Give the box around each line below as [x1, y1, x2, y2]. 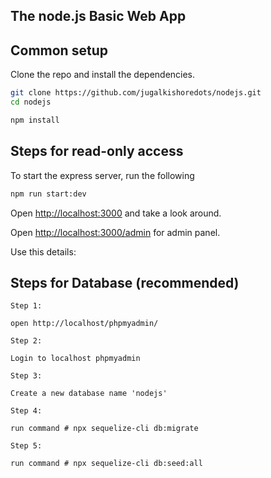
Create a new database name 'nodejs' [10, 389, 168, 399]
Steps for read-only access [10, 143, 184, 160]
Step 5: [10, 441, 43, 451]
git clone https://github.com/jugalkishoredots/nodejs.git [10, 88, 262, 98]
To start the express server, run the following [10, 169, 195, 181]
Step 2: [10, 336, 43, 346]
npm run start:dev [10, 189, 87, 199]
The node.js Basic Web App [10, 8, 187, 25]
